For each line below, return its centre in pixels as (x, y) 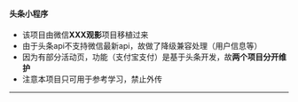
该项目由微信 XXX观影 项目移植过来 (85, 35)
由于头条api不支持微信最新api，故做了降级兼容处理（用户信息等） (142, 46)
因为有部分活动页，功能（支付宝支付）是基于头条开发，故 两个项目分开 (150, 57)
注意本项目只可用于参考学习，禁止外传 (92, 79)
